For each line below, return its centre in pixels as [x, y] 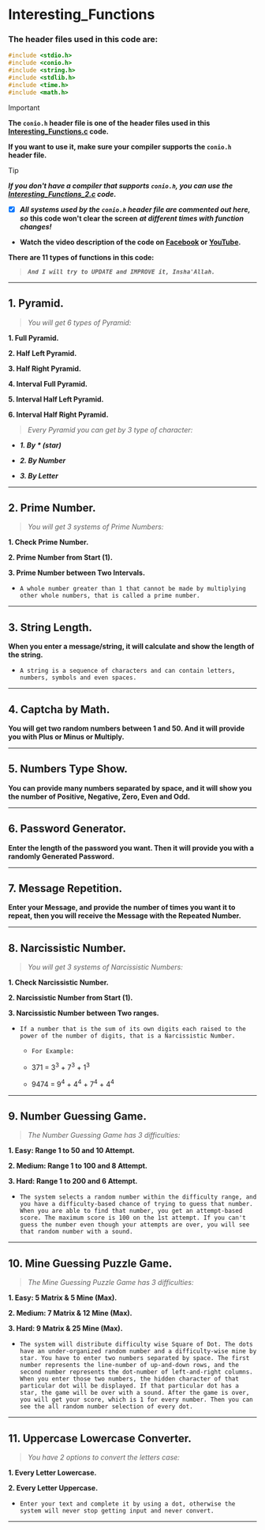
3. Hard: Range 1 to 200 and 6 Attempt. [73, 1181]
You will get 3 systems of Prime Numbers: [95, 527]
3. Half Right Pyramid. [45, 368]
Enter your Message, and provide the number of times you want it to [122, 908]
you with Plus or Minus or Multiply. [66, 737]
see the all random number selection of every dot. [106, 1407]
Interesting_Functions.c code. [58, 131]
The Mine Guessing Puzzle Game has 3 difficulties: [110, 1283]
